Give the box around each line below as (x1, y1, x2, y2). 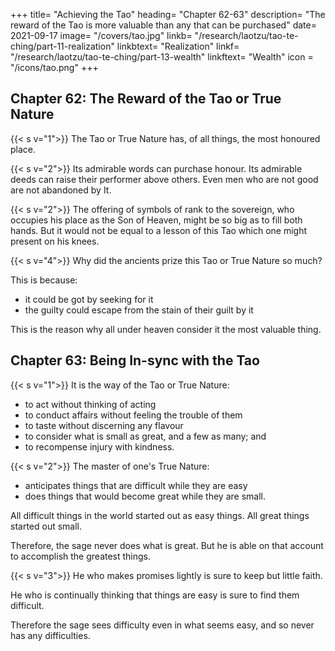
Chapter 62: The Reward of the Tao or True (10, 90, 282, 108)
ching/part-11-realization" (10, 40, 115, 52)
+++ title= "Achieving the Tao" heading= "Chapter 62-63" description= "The (10, 9, 326, 20)
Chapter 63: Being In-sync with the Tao (10, 352, 260, 369)
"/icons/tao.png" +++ (10, 62, 99, 73)
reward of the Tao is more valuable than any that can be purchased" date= (10, 19, 317, 31)
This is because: (10, 274, 78, 286)
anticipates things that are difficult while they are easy (24, 479, 248, 491)
